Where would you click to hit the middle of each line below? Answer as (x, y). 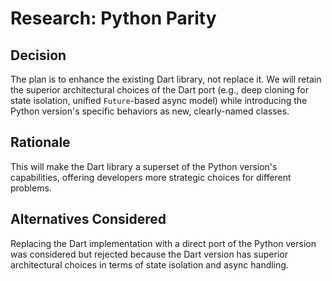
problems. (31, 188)
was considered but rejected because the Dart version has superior (149, 254)
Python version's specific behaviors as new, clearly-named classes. (150, 111)
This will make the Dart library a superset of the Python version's (144, 166)
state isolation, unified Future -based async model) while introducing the (159, 100)
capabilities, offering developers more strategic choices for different (151, 177)
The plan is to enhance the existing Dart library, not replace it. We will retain (166, 79)
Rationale (40, 142)
